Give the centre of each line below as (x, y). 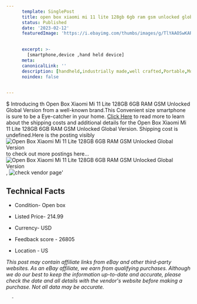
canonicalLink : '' (44, 66)
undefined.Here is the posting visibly (50, 135)
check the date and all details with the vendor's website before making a (94, 281)
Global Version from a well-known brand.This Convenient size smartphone (96, 110)
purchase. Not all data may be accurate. (55, 287)
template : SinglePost (48, 11)
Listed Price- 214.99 (39, 216)
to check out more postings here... (48, 154)
